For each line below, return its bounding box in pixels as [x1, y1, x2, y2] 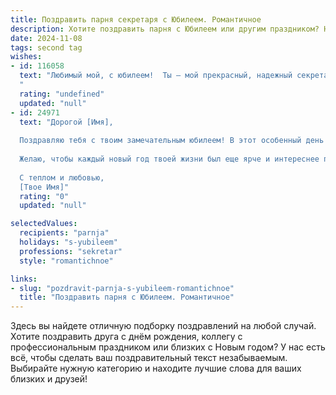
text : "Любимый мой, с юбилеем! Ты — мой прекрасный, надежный [19, 71, 293, 81]
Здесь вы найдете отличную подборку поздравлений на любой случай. [10, 320, 317, 332]
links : [10, 274, 38, 284]
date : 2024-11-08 [10, 33, 83, 43]
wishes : [10, 52, 43, 62]
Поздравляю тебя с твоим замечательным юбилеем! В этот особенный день [19, 136, 325, 146]
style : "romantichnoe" [19, 256, 114, 266]
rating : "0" [19, 191, 70, 201]
